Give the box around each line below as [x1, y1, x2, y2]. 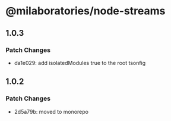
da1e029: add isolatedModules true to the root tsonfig [14, 59, 146, 66]
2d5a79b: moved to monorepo [14, 108, 89, 115]
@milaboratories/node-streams [5, 4, 166, 18]
